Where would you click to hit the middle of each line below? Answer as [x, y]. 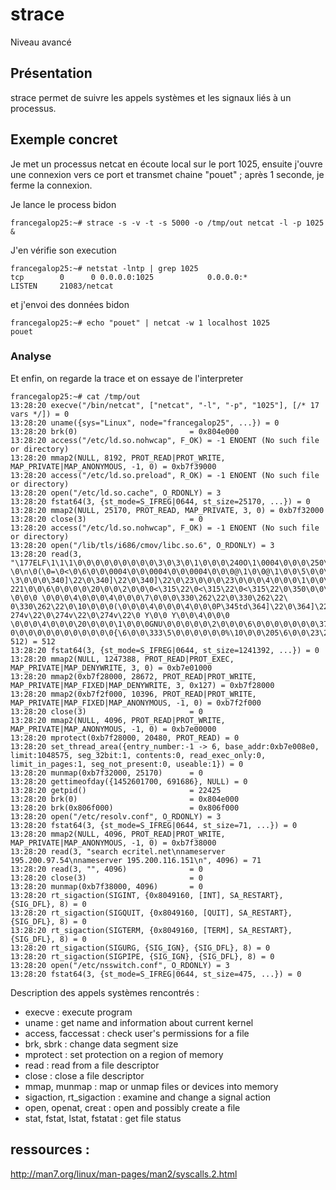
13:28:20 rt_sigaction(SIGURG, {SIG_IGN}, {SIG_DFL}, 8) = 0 [140, 948]
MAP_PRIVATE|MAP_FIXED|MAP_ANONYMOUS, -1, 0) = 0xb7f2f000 [136, 703]
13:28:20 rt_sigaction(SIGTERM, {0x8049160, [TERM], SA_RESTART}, [151, 930]
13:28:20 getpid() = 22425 [116, 790]
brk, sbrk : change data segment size [101, 1044]
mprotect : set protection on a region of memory [124, 1054]
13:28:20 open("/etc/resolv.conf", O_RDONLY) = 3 [116, 816]
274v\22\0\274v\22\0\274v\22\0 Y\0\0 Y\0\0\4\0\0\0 [120, 615]
